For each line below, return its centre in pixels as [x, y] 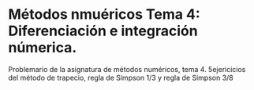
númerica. [43, 48]
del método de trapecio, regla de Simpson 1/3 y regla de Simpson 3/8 [121, 77]
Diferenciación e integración [103, 31]
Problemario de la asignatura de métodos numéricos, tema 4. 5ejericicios [127, 69]
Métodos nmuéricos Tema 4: [105, 14]
